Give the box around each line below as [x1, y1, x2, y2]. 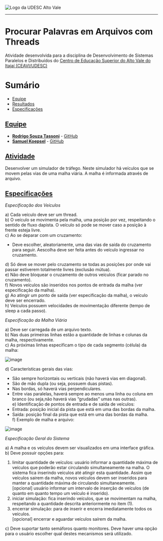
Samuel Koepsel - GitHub [12, 138, 64, 144]
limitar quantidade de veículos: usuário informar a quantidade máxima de [12, 459, 158, 465]
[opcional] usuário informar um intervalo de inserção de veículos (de [12, 485, 149, 491]
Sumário [5, 80, 40, 91]
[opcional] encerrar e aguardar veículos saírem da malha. [12, 516, 127, 522]
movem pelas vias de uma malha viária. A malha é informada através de [5, 170, 148, 176]
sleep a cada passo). [5, 308, 47, 314]
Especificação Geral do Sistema [5, 436, 69, 442]
